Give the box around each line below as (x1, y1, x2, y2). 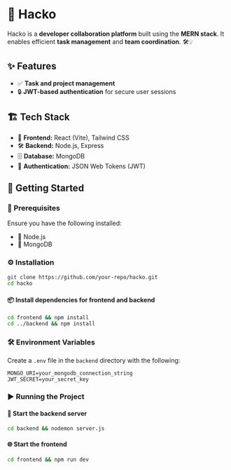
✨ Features (7, 60, 57, 72)
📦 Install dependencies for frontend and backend (7, 295, 155, 304)
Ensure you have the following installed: (7, 219, 122, 227)
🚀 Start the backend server (7, 410, 87, 418)
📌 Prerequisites (7, 203, 61, 213)
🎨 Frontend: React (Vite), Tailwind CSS (17, 133, 129, 142)
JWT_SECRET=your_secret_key (7, 375, 90, 383)
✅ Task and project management (17, 79, 115, 87)
